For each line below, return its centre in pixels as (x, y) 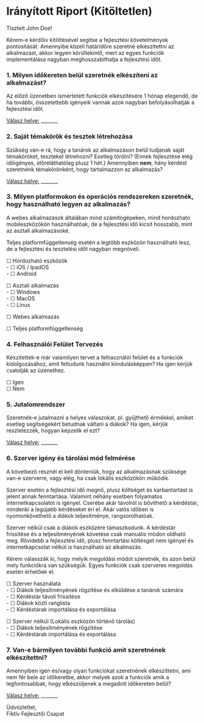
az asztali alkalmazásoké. (38, 230)
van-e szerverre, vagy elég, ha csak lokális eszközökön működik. (88, 478)
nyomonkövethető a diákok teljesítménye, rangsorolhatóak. (80, 515)
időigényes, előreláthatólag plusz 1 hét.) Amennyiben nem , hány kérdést (97, 163)
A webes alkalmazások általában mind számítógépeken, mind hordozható (98, 217)
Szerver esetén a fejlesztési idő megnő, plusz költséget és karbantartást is (100, 490)
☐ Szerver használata (33, 584)
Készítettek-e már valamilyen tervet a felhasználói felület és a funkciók (95, 358)
